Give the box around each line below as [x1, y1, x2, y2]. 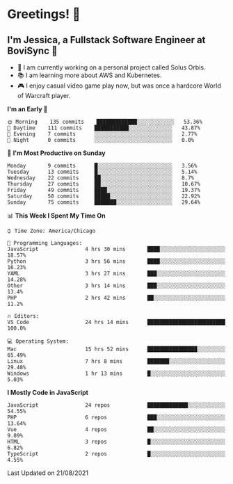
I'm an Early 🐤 [7, 105, 48, 113]
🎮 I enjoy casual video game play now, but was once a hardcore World [17, 81, 221, 90]
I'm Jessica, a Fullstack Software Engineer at [7, 34, 206, 46]
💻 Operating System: [7, 338, 70, 345]
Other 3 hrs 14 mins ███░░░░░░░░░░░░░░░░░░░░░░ [7, 282, 226, 289]
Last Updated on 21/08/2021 [7, 469, 89, 477]
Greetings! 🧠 [7, 6, 81, 22]
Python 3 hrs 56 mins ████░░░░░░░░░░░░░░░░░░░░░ [7, 258, 226, 265]
